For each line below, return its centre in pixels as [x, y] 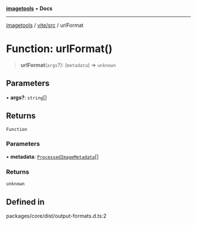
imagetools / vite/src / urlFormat [45, 25]
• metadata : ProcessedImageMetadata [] [52, 157]
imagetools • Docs [29, 8]
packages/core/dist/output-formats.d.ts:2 [56, 216]
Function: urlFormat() [59, 49]
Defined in [26, 202]
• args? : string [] [26, 97]
